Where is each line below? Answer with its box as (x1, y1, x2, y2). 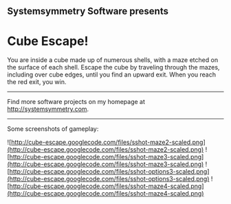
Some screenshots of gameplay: (7, 125, 99, 133)
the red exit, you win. (7, 78, 67, 86)
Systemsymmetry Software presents (7, 6, 168, 17)
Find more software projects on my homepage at (7, 98, 146, 106)
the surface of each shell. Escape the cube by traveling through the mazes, (7, 63, 220, 72)
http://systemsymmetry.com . (7, 105, 89, 113)
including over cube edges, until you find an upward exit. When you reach (7, 70, 217, 79)
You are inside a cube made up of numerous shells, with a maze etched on (7, 56, 219, 64)
